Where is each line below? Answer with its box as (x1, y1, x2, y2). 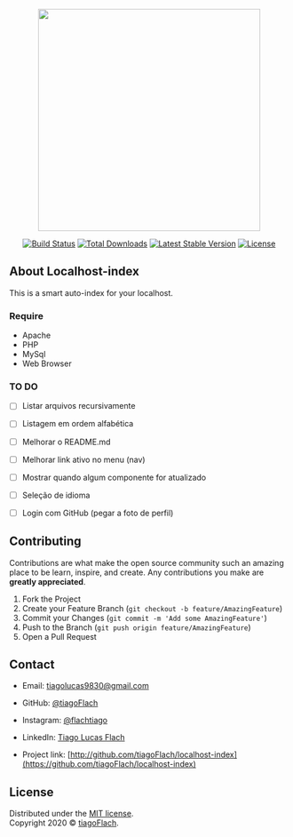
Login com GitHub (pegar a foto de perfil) (21, 507, 174, 518)
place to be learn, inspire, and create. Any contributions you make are (9, 567, 265, 578)
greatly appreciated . (9, 576, 86, 586)
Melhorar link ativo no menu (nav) (21, 454, 146, 465)
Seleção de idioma (21, 490, 91, 500)
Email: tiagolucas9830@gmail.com (21, 681, 149, 691)
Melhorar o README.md (21, 436, 111, 447)
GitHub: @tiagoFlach (21, 697, 99, 708)
